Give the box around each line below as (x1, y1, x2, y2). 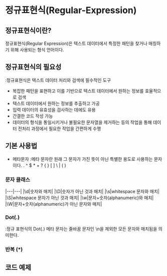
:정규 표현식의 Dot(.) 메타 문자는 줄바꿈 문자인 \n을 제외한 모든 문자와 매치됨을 (5, 226, 157, 232)
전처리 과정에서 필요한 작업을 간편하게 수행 (18, 125, 101, 131)
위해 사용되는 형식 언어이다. (10, 47, 64, 53)
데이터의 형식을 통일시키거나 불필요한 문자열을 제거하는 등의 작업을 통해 (12, 119, 152, 125)
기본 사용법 (5, 142, 38, 150)
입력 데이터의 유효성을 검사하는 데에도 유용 (12, 107, 96, 113)
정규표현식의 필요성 (5, 63, 62, 71)
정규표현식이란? (5, 26, 52, 35)
